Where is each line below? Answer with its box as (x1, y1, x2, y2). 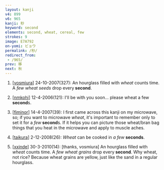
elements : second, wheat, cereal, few (5, 30, 84, 35)
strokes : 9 (5, 35, 27, 40)
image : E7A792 (5, 39, 34, 44)
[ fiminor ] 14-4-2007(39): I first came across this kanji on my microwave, (12, 109, 158, 115)
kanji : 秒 (5, 21, 24, 26)
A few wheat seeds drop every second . (12, 85, 92, 91)
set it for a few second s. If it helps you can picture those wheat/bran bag (12, 120, 160, 125)
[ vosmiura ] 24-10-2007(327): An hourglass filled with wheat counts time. (12, 80, 160, 86)
